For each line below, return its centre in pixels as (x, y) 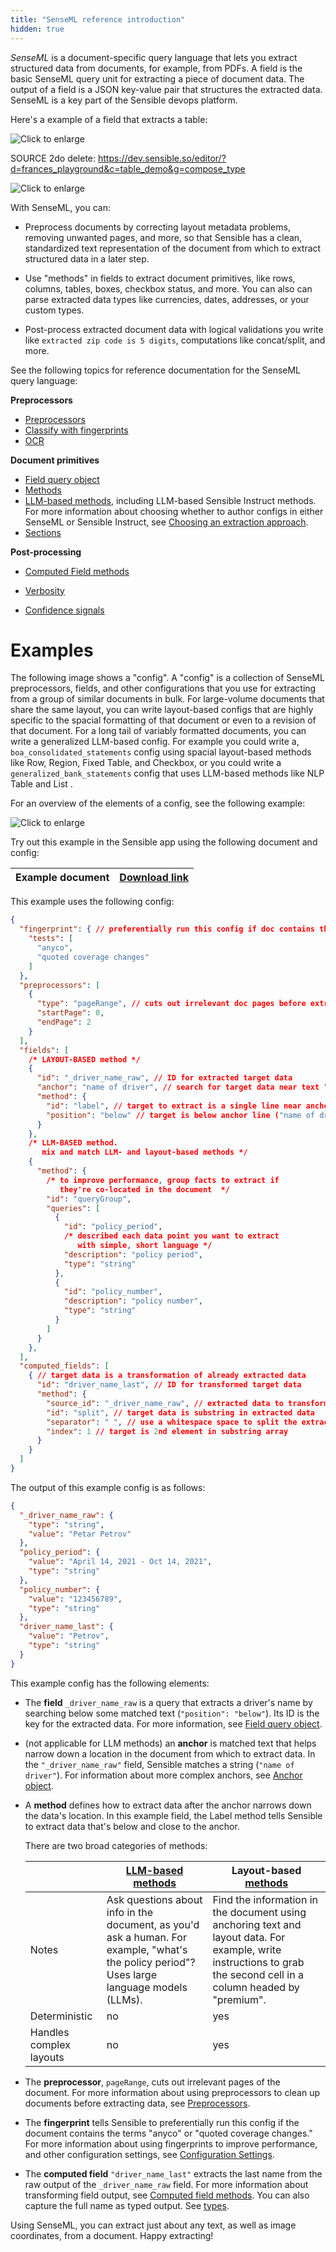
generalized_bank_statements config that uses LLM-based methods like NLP (167, 773)
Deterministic (61, 2016)
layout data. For (249, 1937)
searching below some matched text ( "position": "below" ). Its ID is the (172, 1713)
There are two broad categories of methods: (116, 1845)
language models (147, 1987)
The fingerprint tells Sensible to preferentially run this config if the (162, 2122)
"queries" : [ (73, 1208)
